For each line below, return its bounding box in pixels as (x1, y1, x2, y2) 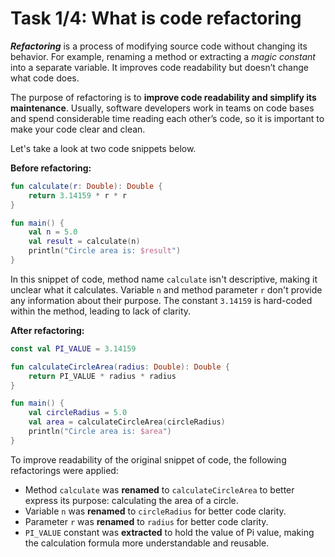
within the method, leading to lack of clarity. (10, 305, 192, 317)
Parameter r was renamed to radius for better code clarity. (24, 515, 269, 527)
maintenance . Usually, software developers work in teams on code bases (10, 102, 315, 114)
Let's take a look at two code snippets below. (10, 142, 197, 154)
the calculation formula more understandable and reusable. (24, 537, 270, 549)
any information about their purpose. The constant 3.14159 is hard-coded (10, 294, 313, 306)
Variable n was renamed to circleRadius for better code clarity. (24, 505, 287, 517)
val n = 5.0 (28, 227, 78, 237)
